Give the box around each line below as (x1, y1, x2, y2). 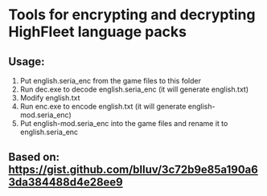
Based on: (8, 150, 60, 164)
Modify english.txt (19, 93, 80, 102)
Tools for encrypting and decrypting (8, 6, 256, 24)
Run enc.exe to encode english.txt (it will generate (19, 102, 187, 111)
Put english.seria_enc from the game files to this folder (19, 76, 201, 85)
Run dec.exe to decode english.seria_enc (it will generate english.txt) (19, 84, 249, 94)
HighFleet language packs (8, 22, 187, 41)
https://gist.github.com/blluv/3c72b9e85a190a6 (8, 163, 259, 177)
